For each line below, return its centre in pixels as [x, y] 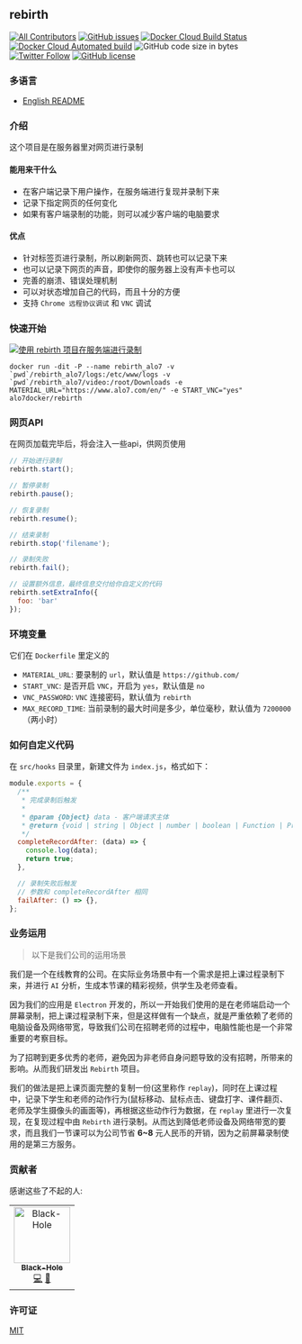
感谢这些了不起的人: [46, 1190]
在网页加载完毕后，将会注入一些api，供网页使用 [98, 444]
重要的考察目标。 [41, 1038]
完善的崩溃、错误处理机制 [70, 280]
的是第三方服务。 [49, 1144]
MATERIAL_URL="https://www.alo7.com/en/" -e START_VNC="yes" [126, 391]
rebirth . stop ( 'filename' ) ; [60, 543]
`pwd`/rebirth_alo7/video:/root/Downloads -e [96, 383]
